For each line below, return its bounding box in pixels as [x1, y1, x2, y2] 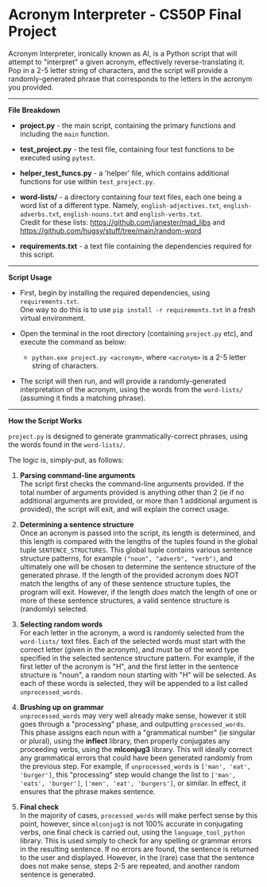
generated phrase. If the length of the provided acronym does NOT [19, 570, 240, 580]
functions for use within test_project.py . [19, 176, 155, 186]
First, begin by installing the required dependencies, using [19, 287, 211, 297]
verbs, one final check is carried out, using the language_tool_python [19, 827, 246, 837]
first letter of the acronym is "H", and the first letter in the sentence [19, 661, 239, 671]
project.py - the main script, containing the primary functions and [19, 121, 236, 130]
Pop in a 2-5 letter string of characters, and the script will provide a [8, 65, 228, 75]
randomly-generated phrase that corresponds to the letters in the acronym [8, 74, 253, 83]
